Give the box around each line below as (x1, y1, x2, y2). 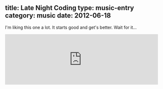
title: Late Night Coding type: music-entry (5, 4, 134, 12)
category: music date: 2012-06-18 (5, 12, 111, 20)
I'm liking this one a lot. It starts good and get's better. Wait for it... (5, 24, 137, 30)
